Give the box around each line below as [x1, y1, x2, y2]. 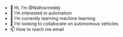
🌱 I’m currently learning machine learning [10, 15, 95, 21]
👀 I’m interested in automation [10, 10, 72, 16]
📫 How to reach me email [10, 26, 64, 32]
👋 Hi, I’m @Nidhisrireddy [10, 5, 61, 10]
